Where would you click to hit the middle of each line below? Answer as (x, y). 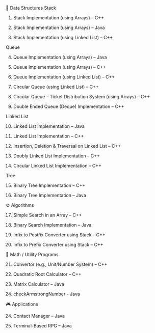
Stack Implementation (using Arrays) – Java (59, 27)
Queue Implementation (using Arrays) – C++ (60, 67)
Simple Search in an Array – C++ (47, 215)
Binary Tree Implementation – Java (49, 195)
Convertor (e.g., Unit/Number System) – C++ (60, 264)
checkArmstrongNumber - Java (47, 294)
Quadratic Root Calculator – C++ (47, 274)
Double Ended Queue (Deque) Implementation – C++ (69, 106)
